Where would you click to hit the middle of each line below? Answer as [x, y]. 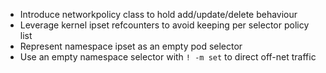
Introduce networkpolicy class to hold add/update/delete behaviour [158, 14]
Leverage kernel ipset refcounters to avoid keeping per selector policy [164, 25]
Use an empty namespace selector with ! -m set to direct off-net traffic [168, 57]
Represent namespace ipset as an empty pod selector [131, 46]
